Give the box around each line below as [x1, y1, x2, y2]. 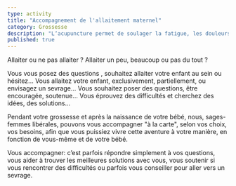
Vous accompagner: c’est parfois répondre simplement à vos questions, [7, 149, 216, 157]
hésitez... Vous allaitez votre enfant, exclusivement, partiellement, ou [7, 77, 206, 85]
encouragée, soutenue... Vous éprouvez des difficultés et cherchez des [7, 92, 214, 100]
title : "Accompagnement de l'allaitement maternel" [7, 17, 162, 24]
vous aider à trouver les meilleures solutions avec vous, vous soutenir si [7, 156, 216, 165]
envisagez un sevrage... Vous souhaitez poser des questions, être [7, 84, 198, 93]
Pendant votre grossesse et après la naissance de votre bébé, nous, [7, 113, 204, 121]
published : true [7, 36, 55, 44]
